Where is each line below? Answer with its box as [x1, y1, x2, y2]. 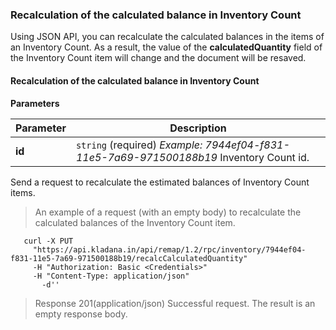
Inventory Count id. [219, 150, 310, 164]
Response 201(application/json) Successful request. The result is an [34, 297, 316, 309]
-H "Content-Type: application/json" [32, 271, 190, 281]
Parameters [10, 97, 60, 109]
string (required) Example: [75, 138, 203, 152]
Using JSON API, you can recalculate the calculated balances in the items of [10, 31, 325, 43]
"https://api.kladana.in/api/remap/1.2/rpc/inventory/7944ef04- [32, 244, 307, 255]
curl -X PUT [23, 236, 74, 246]
